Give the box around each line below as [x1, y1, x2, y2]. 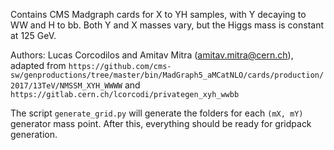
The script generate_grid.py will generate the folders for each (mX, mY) [10, 107, 304, 119]
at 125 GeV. [10, 30, 57, 41]
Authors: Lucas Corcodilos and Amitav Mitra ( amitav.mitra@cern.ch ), [10, 49, 294, 61]
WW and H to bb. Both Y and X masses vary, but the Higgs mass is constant [10, 19, 325, 31]
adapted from [10, 60, 67, 71]
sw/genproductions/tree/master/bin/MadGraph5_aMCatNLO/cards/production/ [10, 70, 325, 80]
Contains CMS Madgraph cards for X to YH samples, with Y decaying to [10, 9, 307, 20]
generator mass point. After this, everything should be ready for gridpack [10, 118, 312, 129]
